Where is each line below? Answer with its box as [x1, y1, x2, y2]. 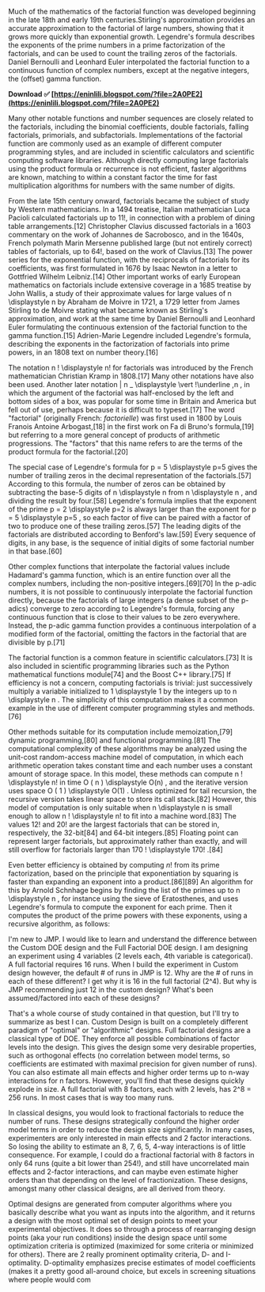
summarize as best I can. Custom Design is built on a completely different [8, 1017, 248, 1026]
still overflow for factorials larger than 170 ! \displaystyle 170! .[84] [8, 845, 223, 854]
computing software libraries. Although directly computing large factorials [8, 156, 249, 165]
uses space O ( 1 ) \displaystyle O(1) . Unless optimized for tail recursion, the [8, 786, 257, 795]
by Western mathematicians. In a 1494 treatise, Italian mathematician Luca [8, 205, 251, 214]
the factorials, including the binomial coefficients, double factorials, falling [8, 122, 249, 131]
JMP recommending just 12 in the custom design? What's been [8, 985, 214, 994]
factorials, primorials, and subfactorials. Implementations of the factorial [8, 131, 243, 139]
